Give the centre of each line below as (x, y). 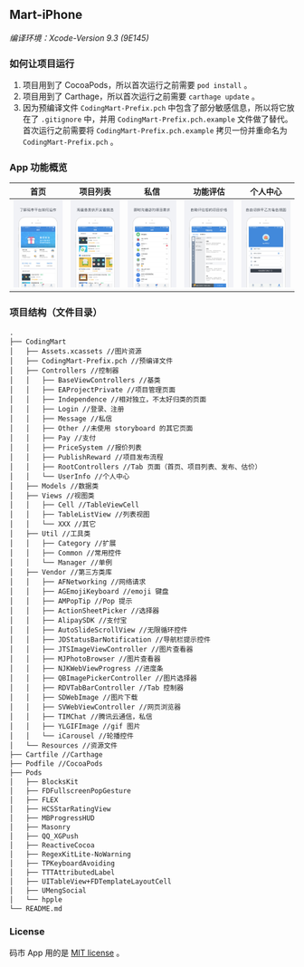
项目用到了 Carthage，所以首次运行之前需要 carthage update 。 (141, 97)
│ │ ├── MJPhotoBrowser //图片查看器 (85, 659)
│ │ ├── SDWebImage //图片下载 (74, 698)
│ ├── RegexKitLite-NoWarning (70, 855)
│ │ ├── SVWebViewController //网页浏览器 (95, 707)
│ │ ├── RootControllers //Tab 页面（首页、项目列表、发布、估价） (136, 467)
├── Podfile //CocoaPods (56, 764)
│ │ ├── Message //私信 (61, 419)
